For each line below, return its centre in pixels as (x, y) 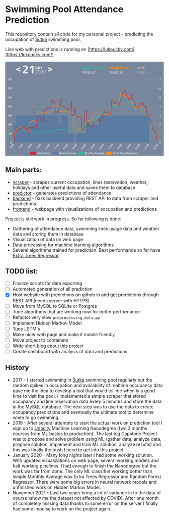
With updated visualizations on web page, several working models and (86, 460)
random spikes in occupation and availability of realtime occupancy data (88, 385)
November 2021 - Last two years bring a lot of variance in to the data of (87, 492)
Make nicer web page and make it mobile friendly (64, 334)
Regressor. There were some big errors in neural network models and (84, 482)
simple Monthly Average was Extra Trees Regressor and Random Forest (87, 477)
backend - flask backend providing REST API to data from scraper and (85, 198)
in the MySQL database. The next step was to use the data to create (83, 407)
